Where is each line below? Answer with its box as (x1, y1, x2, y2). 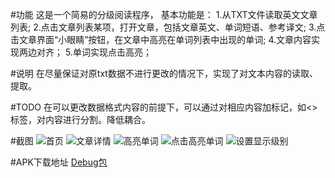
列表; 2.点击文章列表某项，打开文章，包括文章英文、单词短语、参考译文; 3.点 (10, 21, 326, 33)
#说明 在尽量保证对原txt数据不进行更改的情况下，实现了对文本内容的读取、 (10, 68, 318, 79)
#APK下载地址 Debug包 (10, 156, 108, 168)
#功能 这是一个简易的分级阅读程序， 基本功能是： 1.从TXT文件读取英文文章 (10, 9, 318, 20)
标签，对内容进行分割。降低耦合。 (10, 114, 151, 125)
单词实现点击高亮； (72, 46, 152, 58)
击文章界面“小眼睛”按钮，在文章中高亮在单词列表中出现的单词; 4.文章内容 (10, 34, 312, 45)
